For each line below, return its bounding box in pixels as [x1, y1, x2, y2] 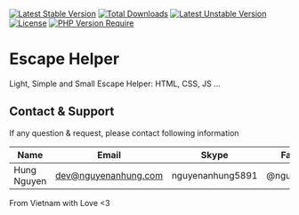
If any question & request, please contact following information [9, 127, 239, 138]
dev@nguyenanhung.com [54, 169, 163, 181]
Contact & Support [9, 104, 115, 119]
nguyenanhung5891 [171, 169, 258, 181]
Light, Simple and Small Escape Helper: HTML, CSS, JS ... [9, 78, 221, 89]
